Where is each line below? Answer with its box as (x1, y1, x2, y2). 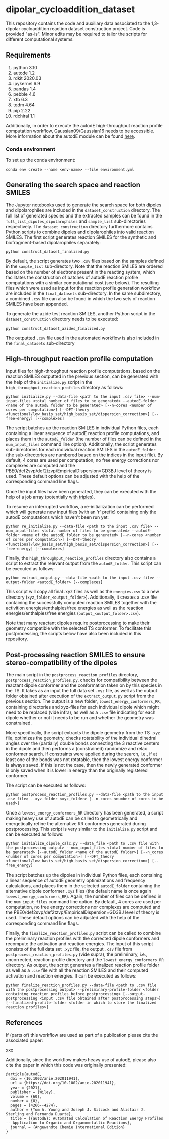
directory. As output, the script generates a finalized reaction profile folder (6, 962, 160, 968)
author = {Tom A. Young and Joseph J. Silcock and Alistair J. (10, 1107, 145, 1112)
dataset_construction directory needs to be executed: (6, 316, 119, 322)
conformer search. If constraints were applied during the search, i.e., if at (6, 751, 157, 757)
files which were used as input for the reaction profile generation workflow (6, 285, 160, 291)
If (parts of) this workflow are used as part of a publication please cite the (6, 1032, 158, 1038)
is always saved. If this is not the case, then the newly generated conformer (6, 762, 162, 768)
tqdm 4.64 (13, 102, 35, 108)
